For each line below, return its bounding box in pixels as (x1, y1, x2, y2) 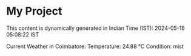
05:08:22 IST (6, 30, 39, 38)
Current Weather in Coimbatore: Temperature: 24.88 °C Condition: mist (6, 43, 184, 50)
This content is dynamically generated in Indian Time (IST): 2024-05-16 (6, 24, 185, 32)
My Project (6, 4, 62, 18)
